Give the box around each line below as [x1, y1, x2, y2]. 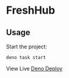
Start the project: [6, 43, 47, 50]
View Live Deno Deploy [6, 65, 63, 72]
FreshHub [6, 4, 55, 17]
